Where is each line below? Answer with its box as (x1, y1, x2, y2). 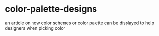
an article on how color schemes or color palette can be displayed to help (5, 20, 154, 26)
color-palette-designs (5, 3, 97, 15)
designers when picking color (5, 25, 65, 31)
